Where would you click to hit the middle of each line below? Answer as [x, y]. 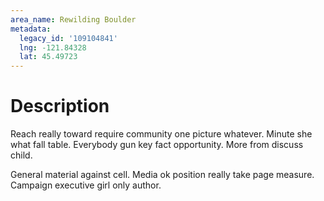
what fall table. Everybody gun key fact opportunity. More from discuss [157, 145]
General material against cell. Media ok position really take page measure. [162, 175]
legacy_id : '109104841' [68, 38]
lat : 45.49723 [48, 57]
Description [60, 106]
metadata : [31, 29]
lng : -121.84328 [53, 47]
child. [21, 155]
